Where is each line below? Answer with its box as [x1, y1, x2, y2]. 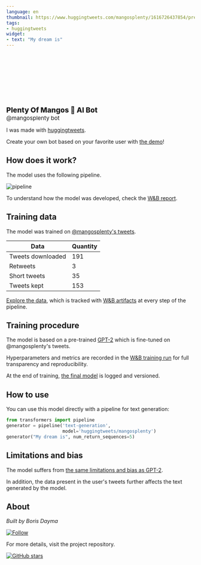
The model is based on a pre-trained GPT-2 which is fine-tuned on [6, 336, 170, 343]
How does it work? [6, 155, 77, 165]
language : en [6, 8, 39, 15]
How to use [6, 389, 49, 400]
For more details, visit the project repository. [6, 540, 115, 548]
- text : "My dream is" [6, 37, 63, 43]
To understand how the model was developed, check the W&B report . [6, 194, 178, 201]
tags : [6, 20, 20, 26]
